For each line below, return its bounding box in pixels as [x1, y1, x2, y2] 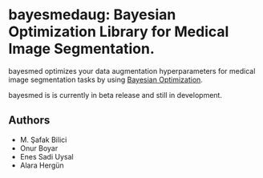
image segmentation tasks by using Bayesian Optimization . [8, 75, 203, 84]
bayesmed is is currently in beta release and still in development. [8, 90, 223, 99]
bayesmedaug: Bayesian [8, 6, 176, 24]
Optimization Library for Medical [8, 22, 229, 41]
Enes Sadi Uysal [19, 152, 74, 161]
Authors [8, 114, 51, 127]
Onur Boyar [19, 143, 59, 153]
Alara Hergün [19, 160, 64, 170]
